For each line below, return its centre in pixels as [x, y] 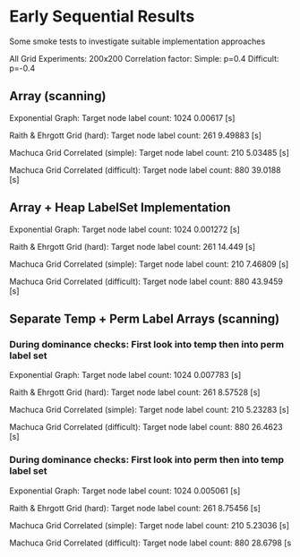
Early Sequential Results [102, 17]
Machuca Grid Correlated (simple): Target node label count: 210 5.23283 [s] [149, 410]
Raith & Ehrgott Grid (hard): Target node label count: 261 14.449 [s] [133, 246]
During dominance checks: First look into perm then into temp [147, 460]
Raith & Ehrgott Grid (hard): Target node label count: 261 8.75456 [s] [135, 508]
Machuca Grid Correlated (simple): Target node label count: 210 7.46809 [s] [149, 264]
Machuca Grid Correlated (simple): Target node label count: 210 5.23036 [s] [149, 525]
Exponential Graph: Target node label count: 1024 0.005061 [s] [125, 491]
